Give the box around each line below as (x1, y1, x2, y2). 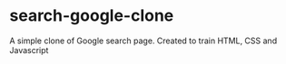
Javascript (9, 44, 49, 55)
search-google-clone (9, 5, 174, 26)
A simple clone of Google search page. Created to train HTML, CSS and (9, 35, 278, 46)
